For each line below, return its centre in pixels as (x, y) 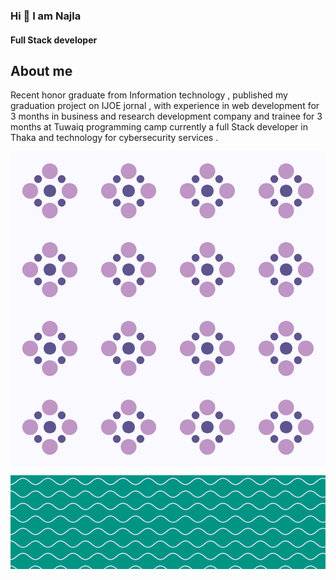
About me (41, 70)
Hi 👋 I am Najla (46, 16)
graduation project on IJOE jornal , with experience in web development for (165, 106)
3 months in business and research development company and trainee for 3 (166, 116)
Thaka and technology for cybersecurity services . (114, 138)
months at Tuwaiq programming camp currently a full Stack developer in (159, 127)
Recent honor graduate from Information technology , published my (149, 95)
